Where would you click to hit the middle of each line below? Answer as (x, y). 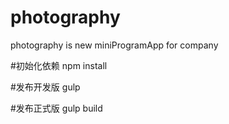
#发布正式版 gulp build (56, 108)
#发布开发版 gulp (45, 87)
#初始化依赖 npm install (59, 65)
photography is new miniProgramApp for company (114, 45)
